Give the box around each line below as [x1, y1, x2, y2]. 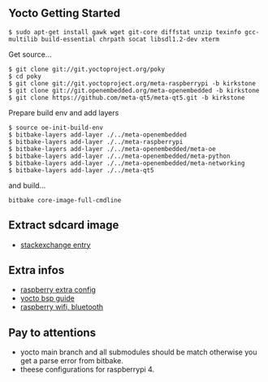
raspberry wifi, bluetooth [19, 302, 104, 312]
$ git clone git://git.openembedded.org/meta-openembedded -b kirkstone [8, 86, 260, 94]
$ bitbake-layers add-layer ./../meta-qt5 [8, 166, 154, 174]
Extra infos [8, 263, 65, 277]
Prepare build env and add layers [8, 107, 119, 117]
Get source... [8, 49, 52, 59]
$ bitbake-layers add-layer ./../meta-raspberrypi [8, 137, 184, 145]
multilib [8, 35, 38, 43]
